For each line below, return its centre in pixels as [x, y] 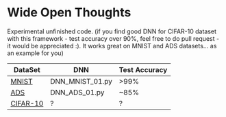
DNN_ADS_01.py [77, 92]
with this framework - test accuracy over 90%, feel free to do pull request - [113, 38]
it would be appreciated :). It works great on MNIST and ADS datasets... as [112, 46]
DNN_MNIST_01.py [81, 81]
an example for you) [35, 53]
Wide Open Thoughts [69, 13]
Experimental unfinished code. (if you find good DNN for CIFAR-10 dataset [112, 31]
